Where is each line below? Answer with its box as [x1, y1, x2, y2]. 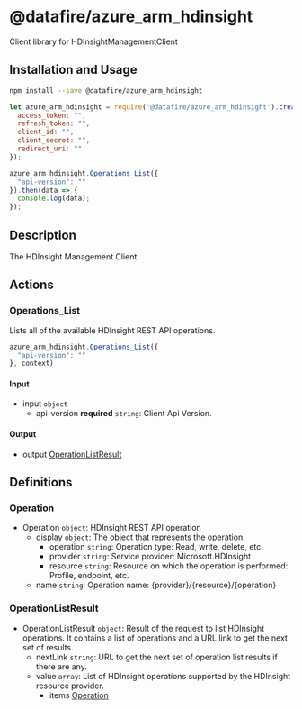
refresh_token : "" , [17, 119, 91, 128]
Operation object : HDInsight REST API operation [22, 523, 202, 533]
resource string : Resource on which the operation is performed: [49, 560, 289, 571]
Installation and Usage [9, 62, 138, 77]
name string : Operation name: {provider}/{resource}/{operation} [35, 579, 277, 591]
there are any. [35, 660, 87, 672]
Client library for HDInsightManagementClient [9, 36, 178, 47]
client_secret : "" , [17, 136, 91, 145]
